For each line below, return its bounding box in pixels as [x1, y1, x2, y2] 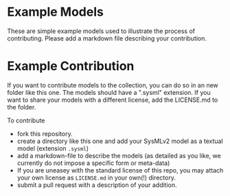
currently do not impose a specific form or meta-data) [16, 159, 170, 167]
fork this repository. [16, 129, 73, 138]
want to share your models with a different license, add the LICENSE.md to [7, 96, 218, 104]
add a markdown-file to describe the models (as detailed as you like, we [16, 151, 221, 160]
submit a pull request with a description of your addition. [16, 180, 177, 189]
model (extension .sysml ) [16, 144, 89, 152]
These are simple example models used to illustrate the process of [7, 27, 196, 35]
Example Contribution [7, 58, 135, 74]
